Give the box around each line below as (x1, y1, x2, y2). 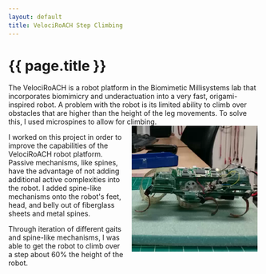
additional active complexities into (8, 175, 121, 185)
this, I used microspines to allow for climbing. (8, 117, 157, 127)
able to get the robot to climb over (8, 241, 121, 251)
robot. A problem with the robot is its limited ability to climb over (36, 100, 248, 109)
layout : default (8, 13, 62, 21)
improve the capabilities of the (8, 141, 109, 151)
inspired (8, 100, 35, 109)
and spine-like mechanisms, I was (8, 232, 120, 243)
